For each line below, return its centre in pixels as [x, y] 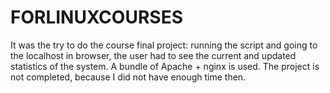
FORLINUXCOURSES [96, 17]
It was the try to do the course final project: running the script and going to [164, 45]
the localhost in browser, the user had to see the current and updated [153, 55]
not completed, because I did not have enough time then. [128, 77]
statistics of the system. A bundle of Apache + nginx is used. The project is [165, 66]
